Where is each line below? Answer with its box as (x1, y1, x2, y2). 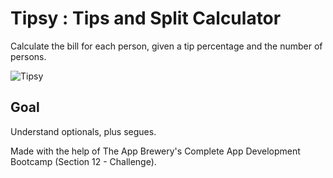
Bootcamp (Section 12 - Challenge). (10, 155, 157, 167)
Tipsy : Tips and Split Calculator (10, 7, 282, 30)
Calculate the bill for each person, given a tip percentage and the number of (10, 40, 323, 52)
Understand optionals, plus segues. (10, 125, 157, 137)
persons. (10, 50, 47, 62)
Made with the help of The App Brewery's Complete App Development (10, 145, 301, 157)
